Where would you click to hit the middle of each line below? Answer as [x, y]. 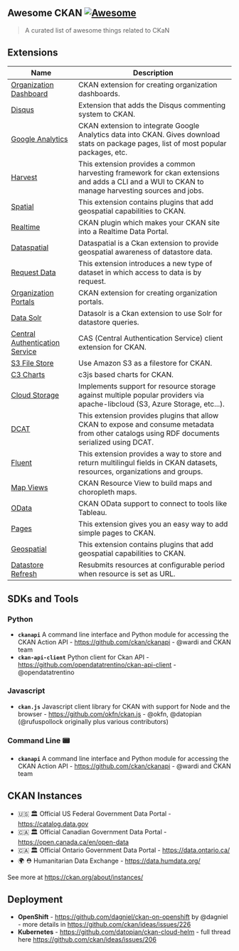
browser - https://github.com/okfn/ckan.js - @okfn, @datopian [110, 714]
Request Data [33, 272]
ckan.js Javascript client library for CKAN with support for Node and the [124, 706]
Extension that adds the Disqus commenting [152, 105]
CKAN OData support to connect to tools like [153, 504]
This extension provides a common [137, 164]
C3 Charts [28, 374]
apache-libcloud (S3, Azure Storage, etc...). [152, 404]
